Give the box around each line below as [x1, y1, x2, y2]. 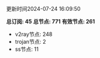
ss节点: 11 [14, 45, 39, 53]
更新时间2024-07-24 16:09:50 [6, 5, 81, 12]
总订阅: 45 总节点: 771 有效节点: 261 [6, 18, 95, 25]
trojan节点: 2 [14, 38, 46, 45]
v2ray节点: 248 [14, 30, 53, 38]
